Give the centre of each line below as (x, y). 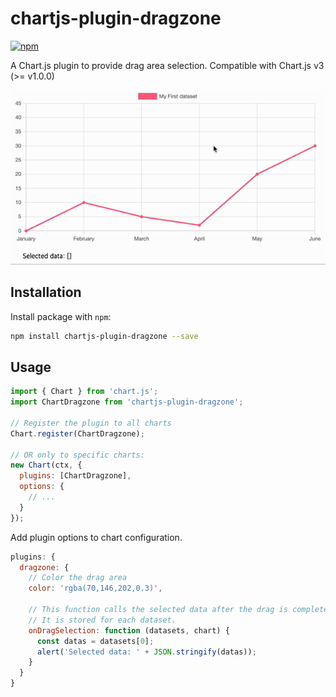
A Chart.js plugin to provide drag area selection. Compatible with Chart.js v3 (167, 65)
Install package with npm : (61, 316)
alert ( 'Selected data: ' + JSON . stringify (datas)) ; (146, 652)
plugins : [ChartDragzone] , (75, 476)
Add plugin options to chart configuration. (96, 537)
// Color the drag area (78, 578)
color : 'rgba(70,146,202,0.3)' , (95, 588)
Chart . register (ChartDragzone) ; (77, 433)
